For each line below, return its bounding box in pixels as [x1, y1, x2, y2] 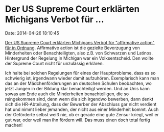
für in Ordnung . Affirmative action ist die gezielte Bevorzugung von [5, 45, 141, 51]
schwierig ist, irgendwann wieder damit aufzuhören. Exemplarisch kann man [5, 75, 159, 81]
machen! [5, 122, 23, 128]
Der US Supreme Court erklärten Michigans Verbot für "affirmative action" [5, 39, 155, 45]
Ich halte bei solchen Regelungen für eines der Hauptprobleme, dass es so [5, 70, 156, 76]
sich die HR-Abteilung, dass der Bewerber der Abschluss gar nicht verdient [5, 101, 157, 107]
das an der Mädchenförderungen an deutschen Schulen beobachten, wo [5, 80, 152, 86]
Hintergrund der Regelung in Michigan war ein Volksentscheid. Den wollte [5, 55, 154, 61]
